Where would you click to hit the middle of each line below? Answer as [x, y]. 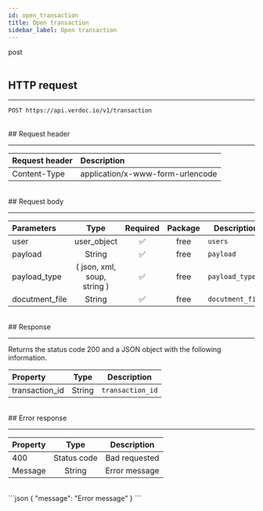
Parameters [34, 228]
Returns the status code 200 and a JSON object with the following [115, 350]
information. [28, 358]
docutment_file [40, 299]
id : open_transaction [43, 15]
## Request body [36, 201]
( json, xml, [96, 267]
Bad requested [132, 458]
